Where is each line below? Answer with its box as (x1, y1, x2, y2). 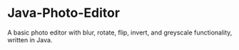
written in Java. (7, 35, 53, 44)
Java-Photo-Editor (7, 5, 120, 21)
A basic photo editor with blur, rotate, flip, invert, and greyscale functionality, (7, 28, 233, 37)
